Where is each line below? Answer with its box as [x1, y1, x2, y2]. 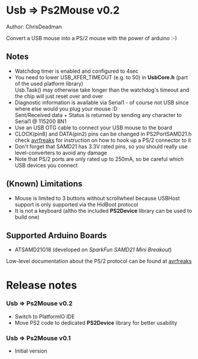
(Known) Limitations [6, 179, 83, 189]
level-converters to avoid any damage [14, 149, 108, 156]
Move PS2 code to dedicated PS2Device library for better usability [14, 319, 177, 326]
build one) [14, 214, 40, 221]
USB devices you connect [14, 161, 78, 169]
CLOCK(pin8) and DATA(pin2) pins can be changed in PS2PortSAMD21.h [14, 130, 192, 137]
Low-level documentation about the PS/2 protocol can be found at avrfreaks [6, 258, 192, 265]
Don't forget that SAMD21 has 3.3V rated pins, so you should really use [14, 143, 188, 150]
